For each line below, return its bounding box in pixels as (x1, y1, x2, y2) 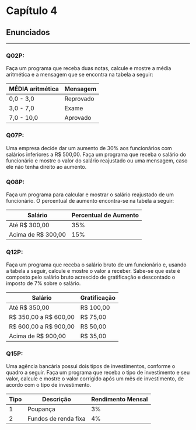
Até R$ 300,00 (9, 221, 50, 229)
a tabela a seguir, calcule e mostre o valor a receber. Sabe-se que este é (6, 268, 181, 275)
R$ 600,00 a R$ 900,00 (9, 322, 75, 331)
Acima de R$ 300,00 (9, 230, 66, 238)
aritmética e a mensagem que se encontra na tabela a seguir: (6, 71, 153, 78)
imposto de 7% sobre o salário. (6, 280, 81, 287)
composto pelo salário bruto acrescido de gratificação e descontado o (6, 273, 176, 281)
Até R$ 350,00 (9, 304, 50, 312)
